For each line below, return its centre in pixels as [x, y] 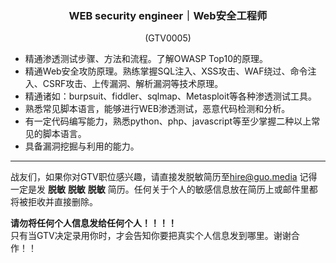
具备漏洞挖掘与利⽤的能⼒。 [82, 146]
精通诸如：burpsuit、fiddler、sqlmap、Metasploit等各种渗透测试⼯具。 [170, 96]
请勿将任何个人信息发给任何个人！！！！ [93, 223]
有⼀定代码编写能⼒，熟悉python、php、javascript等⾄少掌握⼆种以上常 [172, 121]
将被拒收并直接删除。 [54, 202]
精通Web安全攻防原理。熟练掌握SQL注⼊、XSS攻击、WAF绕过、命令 [166, 71]
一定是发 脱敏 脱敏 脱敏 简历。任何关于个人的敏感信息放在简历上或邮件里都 [164, 189]
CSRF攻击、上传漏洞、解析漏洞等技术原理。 [133, 84]
